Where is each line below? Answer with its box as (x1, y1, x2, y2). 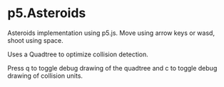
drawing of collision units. (7, 71, 83, 80)
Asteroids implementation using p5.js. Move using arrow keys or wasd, (7, 29, 215, 37)
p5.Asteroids (7, 5, 86, 21)
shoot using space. (7, 36, 63, 44)
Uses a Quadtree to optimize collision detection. (7, 50, 148, 58)
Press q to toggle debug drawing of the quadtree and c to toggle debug (7, 63, 218, 72)
